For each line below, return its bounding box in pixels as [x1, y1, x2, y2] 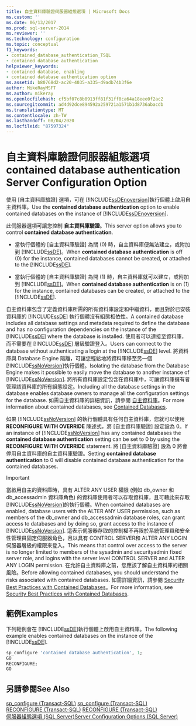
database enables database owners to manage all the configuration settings [6, 389, 189, 397]
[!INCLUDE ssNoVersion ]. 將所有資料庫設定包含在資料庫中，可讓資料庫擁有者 [6, 376, 190, 383]
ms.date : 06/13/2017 [6, 19, 57, 25]
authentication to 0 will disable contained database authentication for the [6, 456, 184, 463]
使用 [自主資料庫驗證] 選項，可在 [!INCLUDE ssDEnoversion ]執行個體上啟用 [6, 196, 185, 203]
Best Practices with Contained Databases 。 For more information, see [6, 583, 173, 591]
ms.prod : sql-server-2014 [6, 25, 69, 31]
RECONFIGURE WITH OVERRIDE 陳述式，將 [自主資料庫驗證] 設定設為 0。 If [6, 423, 188, 430]
